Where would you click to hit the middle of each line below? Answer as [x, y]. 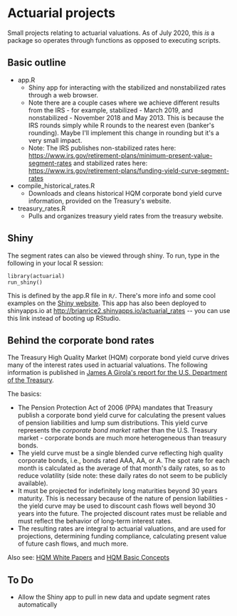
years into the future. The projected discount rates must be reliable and [122, 514]
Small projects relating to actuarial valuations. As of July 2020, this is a [111, 33]
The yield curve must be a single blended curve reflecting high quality [120, 453]
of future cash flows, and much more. [73, 544]
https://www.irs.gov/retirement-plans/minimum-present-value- [120, 155]
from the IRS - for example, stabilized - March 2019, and [111, 110]
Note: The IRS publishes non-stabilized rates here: [102, 148]
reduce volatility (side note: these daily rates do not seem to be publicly [122, 476]
